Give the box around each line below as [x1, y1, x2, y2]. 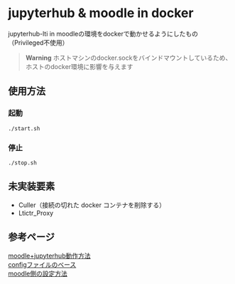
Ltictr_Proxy [18, 209, 54, 217]
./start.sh [8, 125, 40, 132]
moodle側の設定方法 [8, 269, 68, 278]
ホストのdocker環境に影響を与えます [25, 62, 133, 70]
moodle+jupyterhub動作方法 [8, 251, 91, 260]
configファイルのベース [8, 260, 77, 268]
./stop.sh [8, 159, 38, 167]
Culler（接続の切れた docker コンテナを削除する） [18, 201, 166, 209]
